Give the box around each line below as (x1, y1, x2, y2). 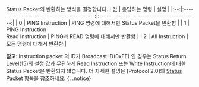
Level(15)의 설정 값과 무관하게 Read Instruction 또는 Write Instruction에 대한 (6, 60, 186, 67)
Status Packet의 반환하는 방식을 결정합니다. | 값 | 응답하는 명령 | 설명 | (6, 6, 170, 12)
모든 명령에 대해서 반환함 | (6, 41, 67, 47)
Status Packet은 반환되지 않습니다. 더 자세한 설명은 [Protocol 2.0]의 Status (6, 68, 182, 74)
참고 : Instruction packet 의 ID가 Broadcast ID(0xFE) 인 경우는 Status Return (6, 53, 187, 59)
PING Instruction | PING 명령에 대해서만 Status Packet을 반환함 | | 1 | (26, 19, 189, 26)
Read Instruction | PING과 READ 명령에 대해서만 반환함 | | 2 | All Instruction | (6, 33, 188, 40)
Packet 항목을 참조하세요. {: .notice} (6, 75, 91, 82)
